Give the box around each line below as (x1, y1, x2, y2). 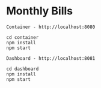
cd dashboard (6, 66, 39, 72)
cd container (6, 34, 39, 40)
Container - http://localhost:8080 (6, 24, 96, 30)
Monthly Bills (6, 4, 73, 18)
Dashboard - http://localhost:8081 (6, 55, 96, 61)
